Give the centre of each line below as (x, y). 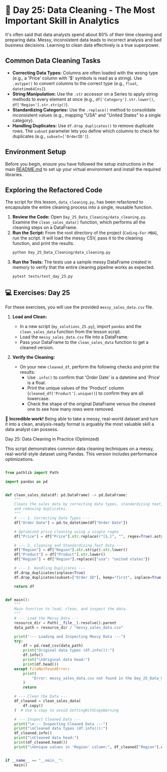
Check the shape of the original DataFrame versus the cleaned (91, 404)
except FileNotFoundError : (42, 669)
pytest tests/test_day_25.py (42, 276)
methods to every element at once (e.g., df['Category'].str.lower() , (83, 99)
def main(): (17, 600)
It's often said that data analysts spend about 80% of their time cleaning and (83, 34)
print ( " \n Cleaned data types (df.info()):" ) (61, 729)
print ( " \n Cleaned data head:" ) (46, 738)
